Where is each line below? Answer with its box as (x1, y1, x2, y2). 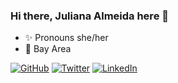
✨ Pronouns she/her (24, 32, 109, 44)
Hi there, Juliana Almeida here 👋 (10, 9, 169, 23)
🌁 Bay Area (24, 43, 72, 55)
